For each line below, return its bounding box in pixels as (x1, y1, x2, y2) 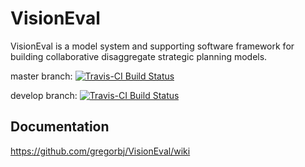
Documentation (10, 118, 110, 136)
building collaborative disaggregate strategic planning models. (10, 50, 268, 62)
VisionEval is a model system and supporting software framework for (10, 40, 295, 52)
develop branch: (10, 89, 78, 101)
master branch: (10, 70, 73, 82)
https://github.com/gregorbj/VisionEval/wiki (10, 145, 191, 157)
